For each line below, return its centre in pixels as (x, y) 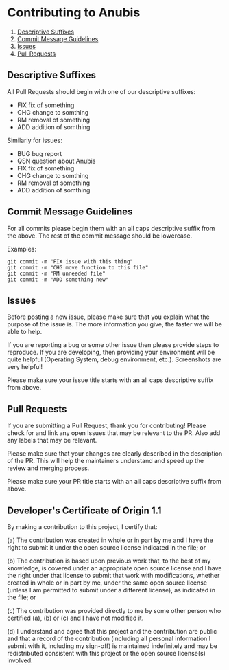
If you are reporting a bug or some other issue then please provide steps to (113, 345)
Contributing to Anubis (74, 13)
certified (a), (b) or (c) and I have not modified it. (75, 618)
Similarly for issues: (35, 140)
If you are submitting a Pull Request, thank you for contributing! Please (107, 426)
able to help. (25, 332)
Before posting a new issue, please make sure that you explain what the (109, 317)
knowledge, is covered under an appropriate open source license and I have (114, 568)
